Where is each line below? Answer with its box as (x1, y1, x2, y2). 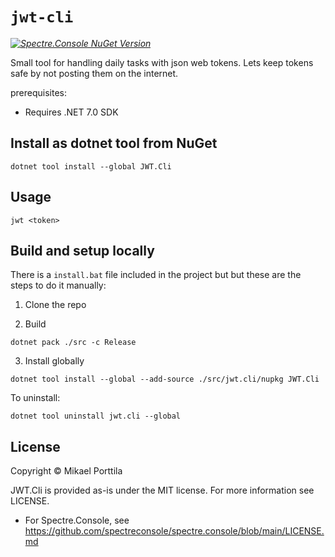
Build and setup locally (10, 242, 155, 259)
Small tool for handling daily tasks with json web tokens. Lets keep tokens (10, 56, 314, 68)
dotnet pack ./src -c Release (10, 338, 137, 348)
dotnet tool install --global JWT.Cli (10, 161, 172, 172)
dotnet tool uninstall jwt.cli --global (10, 411, 182, 422)
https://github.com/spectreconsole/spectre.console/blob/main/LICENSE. (24, 525, 325, 537)
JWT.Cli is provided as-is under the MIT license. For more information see (10, 484, 315, 497)
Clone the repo (24, 299, 87, 311)
